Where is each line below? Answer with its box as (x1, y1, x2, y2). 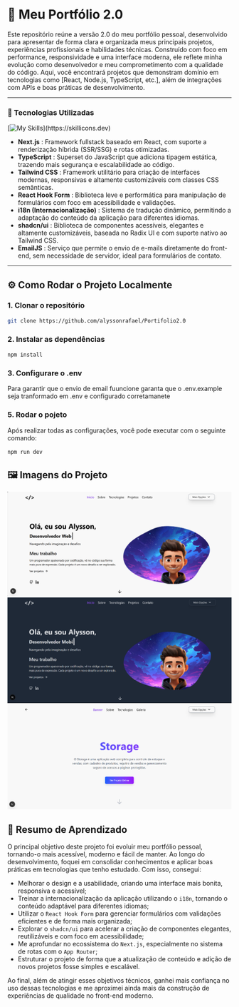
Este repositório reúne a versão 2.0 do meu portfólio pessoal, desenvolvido (7, 30, 228, 39)
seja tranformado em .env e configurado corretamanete (7, 392, 171, 400)
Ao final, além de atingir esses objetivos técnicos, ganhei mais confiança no (7, 976, 230, 985)
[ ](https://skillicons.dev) (7, 124, 111, 133)
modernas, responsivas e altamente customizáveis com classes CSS (17, 176, 219, 184)
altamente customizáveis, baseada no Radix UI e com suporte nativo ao (17, 228, 228, 238)
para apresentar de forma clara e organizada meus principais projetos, (7, 37, 215, 46)
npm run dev (7, 448, 43, 455)
